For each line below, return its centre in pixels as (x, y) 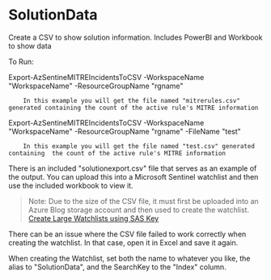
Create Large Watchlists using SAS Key (93, 218)
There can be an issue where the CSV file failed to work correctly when (127, 234)
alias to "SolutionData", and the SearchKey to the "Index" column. (117, 267)
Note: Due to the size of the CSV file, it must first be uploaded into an (143, 201)
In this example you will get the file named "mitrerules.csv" (132, 100)
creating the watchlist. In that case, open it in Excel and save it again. (123, 242)
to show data (30, 45)
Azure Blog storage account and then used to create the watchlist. (138, 210)
